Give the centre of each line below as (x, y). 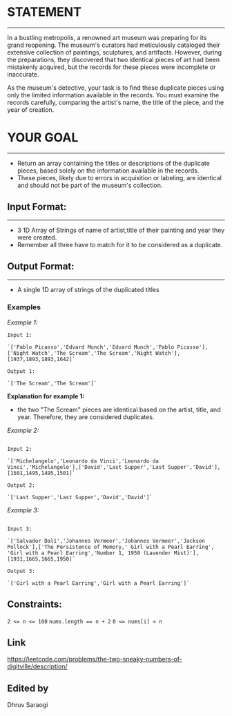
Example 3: (23, 510)
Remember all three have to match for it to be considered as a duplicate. (120, 244)
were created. (37, 237)
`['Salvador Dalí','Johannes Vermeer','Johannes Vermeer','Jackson (106, 541)
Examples (24, 307)
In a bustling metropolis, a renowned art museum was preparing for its (107, 37)
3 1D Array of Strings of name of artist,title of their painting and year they (121, 230)
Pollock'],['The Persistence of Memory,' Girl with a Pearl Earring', (111, 547)
